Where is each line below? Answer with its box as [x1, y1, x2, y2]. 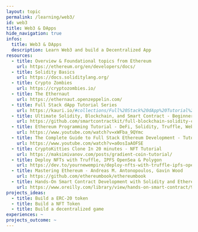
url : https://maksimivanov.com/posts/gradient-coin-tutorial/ [16, 151, 173, 157]
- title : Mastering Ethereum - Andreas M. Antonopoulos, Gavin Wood [11, 168, 183, 174]
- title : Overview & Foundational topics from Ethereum [11, 58, 151, 64]
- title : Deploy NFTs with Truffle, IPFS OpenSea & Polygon [11, 157, 162, 163]
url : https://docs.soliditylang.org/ [16, 74, 110, 80]
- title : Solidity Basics [11, 69, 75, 75]
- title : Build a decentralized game [11, 206, 104, 213]
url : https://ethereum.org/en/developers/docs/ [16, 63, 136, 70]
